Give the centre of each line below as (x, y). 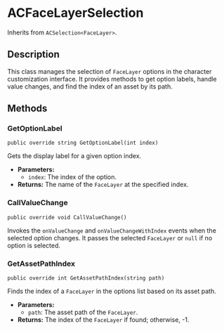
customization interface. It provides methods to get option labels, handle (112, 79)
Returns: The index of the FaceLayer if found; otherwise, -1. (103, 320)
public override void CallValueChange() (67, 217)
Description (33, 54)
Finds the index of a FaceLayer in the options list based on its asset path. (112, 291)
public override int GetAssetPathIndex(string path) (86, 278)
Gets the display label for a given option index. (74, 156)
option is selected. (34, 245)
